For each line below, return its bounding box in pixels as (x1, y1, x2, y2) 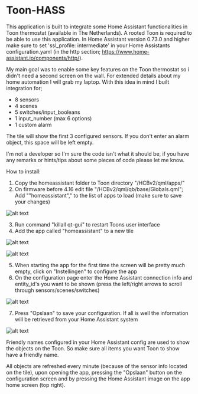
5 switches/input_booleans (14, 109, 81, 116)
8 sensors (14, 96, 40, 103)
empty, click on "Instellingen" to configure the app (14, 268, 138, 275)
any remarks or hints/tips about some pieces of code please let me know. (6, 156, 185, 163)
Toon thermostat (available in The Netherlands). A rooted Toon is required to (6, 29, 192, 36)
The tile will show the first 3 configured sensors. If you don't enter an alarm (6, 132, 190, 139)
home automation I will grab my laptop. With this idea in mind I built (6, 78, 170, 86)
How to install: (6, 168, 41, 175)
